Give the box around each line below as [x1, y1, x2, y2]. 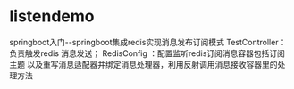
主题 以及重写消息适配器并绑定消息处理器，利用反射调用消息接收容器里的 [9, 59, 278, 69]
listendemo [9, 6, 96, 27]
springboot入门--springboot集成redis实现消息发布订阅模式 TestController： [9, 36, 287, 47]
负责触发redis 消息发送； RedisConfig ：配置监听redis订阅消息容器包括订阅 [9, 47, 286, 59]
